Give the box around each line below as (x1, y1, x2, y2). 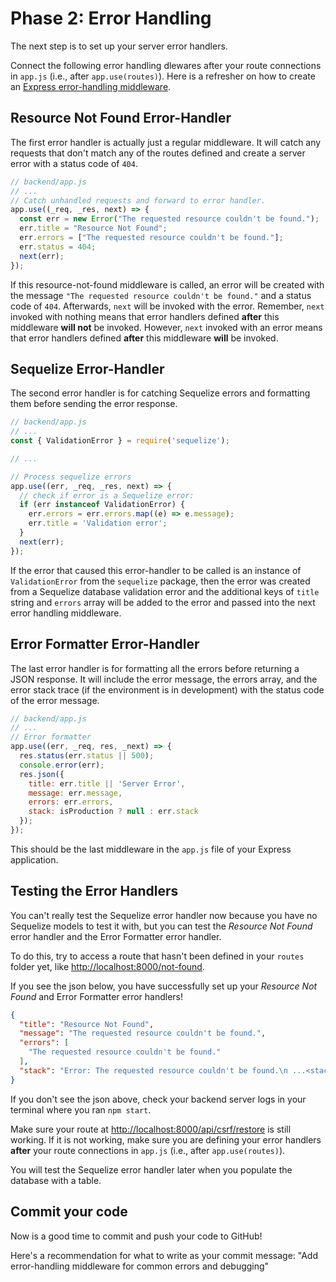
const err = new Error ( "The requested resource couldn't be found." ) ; (19, 214, 320, 224)
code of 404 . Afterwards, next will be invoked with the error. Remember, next (10, 300, 325, 312)
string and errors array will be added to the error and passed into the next (10, 596, 316, 608)
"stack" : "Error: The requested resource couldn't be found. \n (19, 1065, 288, 1076)
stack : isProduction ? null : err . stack (28, 807, 199, 817)
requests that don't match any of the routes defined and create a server (10, 147, 306, 159)
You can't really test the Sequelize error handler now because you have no (10, 909, 318, 921)
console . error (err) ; (19, 760, 105, 770)
